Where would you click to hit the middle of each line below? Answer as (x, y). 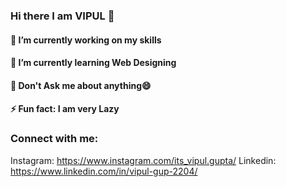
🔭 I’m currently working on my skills (86, 40)
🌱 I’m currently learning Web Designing (93, 63)
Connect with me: (54, 139)
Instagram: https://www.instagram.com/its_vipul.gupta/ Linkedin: (143, 160)
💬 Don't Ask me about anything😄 (81, 85)
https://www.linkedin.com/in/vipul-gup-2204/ (104, 171)
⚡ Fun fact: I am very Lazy (65, 109)
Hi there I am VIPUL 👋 (62, 16)
